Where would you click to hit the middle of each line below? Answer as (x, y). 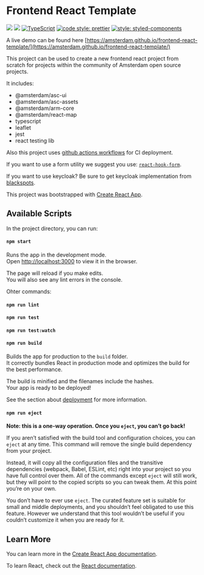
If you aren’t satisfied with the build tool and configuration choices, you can (101, 438)
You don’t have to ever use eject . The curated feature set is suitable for (96, 500)
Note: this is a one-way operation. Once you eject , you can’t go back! (96, 426)
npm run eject (24, 413)
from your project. (29, 451)
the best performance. (34, 369)
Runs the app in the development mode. (56, 255)
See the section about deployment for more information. (77, 399)
